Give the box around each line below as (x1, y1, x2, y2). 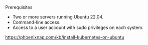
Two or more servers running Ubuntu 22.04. (12, 14, 104, 19)
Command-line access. (12, 19, 61, 25)
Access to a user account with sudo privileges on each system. (12, 24, 144, 30)
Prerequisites (5, 4, 33, 10)
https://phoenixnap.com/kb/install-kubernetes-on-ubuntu (5, 34, 124, 40)
